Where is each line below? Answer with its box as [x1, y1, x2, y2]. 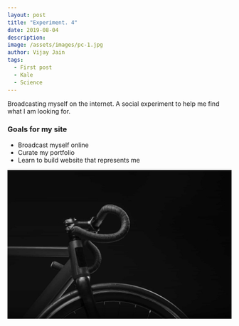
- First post [14, 64, 53, 71]
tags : [7, 57, 23, 64]
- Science [14, 79, 43, 86]
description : [7, 34, 46, 41]
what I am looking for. [7, 107, 71, 115]
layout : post [7, 11, 46, 18]
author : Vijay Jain [7, 49, 65, 56]
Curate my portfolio [17, 148, 75, 156]
